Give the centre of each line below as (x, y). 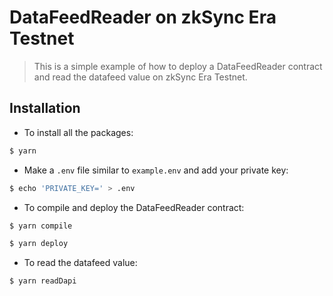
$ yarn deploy (39, 244)
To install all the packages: (78, 132)
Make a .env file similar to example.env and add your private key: (156, 170)
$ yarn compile (41, 226)
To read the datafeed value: (80, 263)
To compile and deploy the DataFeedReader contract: (134, 207)
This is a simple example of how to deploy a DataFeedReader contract (178, 66)
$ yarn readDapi (43, 281)
